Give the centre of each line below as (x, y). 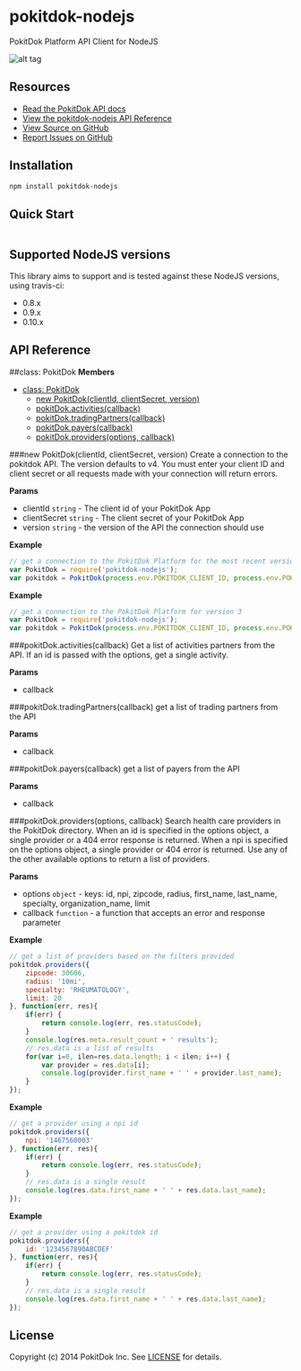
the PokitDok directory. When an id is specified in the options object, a (139, 831)
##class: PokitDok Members (62, 372)
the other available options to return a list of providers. (110, 859)
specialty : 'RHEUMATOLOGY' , (77, 989)
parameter (41, 923)
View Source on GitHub (65, 127)
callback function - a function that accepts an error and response (144, 913)
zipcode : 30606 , (56, 973)
